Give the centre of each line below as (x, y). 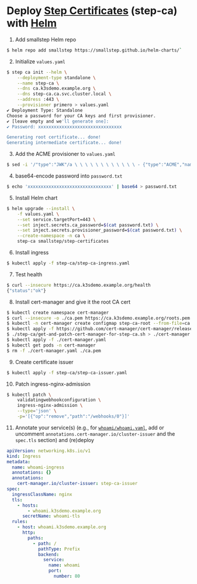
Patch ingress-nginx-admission (53, 384)
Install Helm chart (36, 198)
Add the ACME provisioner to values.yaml (65, 154)
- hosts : (28, 505)
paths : (36, 538)
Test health (29, 274)
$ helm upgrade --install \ (41, 208)
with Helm (32, 23)
